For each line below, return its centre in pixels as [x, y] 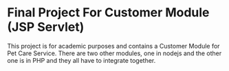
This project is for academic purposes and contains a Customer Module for [113, 46]
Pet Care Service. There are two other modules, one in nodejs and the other [115, 53]
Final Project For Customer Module [108, 13]
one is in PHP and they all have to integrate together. [81, 60]
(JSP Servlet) [46, 27]
